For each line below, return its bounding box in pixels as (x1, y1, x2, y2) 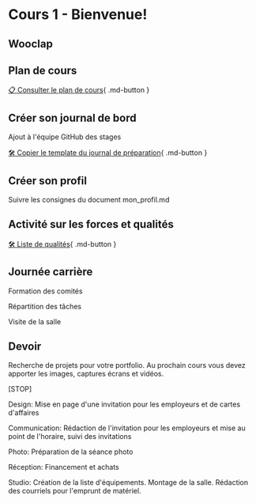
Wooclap (8, 37, 53, 51)
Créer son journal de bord (8, 111, 137, 124)
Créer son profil (8, 174, 87, 187)
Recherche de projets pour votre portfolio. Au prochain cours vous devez (8, 361, 247, 370)
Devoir (8, 340, 42, 354)
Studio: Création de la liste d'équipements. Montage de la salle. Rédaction (8, 478, 249, 487)
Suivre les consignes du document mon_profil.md (8, 195, 170, 205)
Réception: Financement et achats (8, 463, 120, 472)
